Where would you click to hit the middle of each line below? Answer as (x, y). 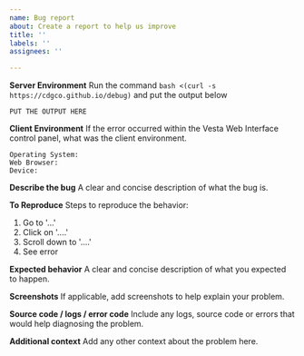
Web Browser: (34, 163)
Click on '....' (45, 232)
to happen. (29, 279)
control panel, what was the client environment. (98, 138)
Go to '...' (39, 222)
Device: (24, 171)
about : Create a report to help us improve (93, 26)
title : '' (28, 35)
